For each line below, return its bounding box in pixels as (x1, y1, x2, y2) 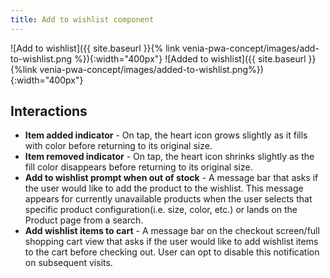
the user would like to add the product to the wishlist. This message (24, 182, 304, 195)
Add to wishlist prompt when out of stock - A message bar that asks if (24, 172, 319, 184)
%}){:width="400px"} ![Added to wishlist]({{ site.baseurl (73, 52, 307, 65)
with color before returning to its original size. (24, 140, 213, 152)
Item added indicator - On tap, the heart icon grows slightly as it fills (24, 129, 308, 141)
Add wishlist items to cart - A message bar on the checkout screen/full (24, 225, 320, 237)
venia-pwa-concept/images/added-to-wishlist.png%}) (39, 63, 264, 75)
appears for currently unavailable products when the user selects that (24, 193, 313, 205)
